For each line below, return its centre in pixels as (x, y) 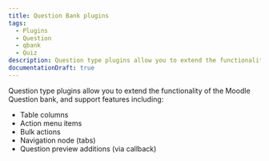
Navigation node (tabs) (58, 140)
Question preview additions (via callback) (88, 148)
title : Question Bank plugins (59, 16)
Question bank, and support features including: (86, 99)
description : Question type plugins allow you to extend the (112, 61)
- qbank (28, 46)
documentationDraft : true (51, 68)
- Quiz (26, 53)
